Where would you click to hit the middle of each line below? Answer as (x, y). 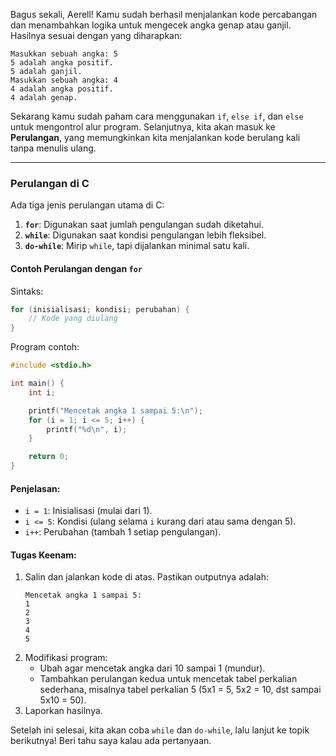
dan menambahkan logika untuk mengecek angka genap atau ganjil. (151, 25)
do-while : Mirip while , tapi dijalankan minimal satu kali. (137, 246)
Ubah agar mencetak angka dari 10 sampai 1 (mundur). (152, 668)
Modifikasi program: (66, 658)
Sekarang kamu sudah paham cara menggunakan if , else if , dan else (157, 116)
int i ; (42, 392)
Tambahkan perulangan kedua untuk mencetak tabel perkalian (168, 679)
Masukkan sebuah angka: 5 (64, 54)
